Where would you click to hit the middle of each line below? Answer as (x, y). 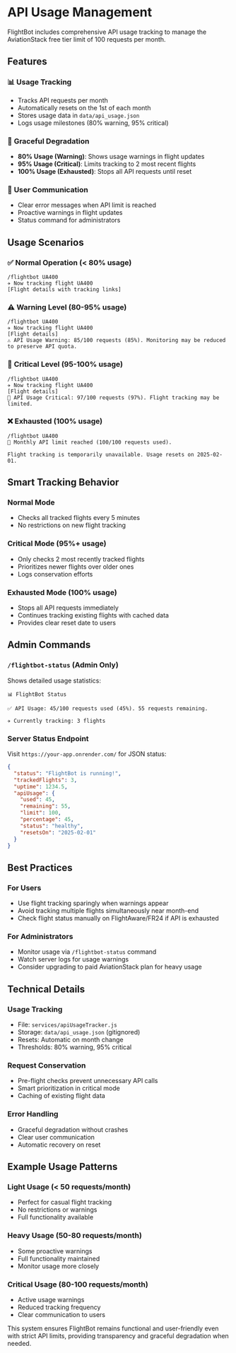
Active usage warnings (51, 1299)
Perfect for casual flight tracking (64, 1203)
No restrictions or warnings (57, 1210)
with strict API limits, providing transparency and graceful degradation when (118, 1335)
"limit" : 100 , (41, 813)
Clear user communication (56, 1137)
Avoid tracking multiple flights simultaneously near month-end (108, 911)
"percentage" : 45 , (47, 820)
